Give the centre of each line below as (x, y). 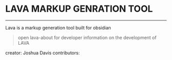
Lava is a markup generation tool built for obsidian (58, 27)
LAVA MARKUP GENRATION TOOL (79, 9)
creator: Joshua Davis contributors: (43, 53)
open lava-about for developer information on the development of (87, 37)
